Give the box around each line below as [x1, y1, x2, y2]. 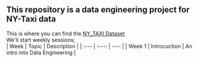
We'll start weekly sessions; [6, 36, 75, 44]
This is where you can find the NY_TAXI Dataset [6, 30, 125, 37]
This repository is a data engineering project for [6, 5, 190, 15]
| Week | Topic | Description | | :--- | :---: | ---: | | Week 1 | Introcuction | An [6, 42, 193, 49]
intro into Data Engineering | [6, 49, 76, 56]
